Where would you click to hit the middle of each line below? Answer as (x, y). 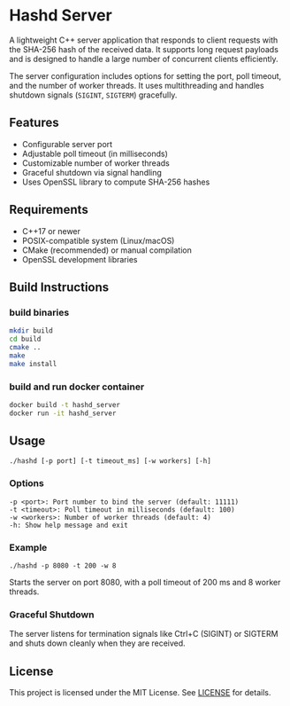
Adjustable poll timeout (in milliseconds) (95, 153)
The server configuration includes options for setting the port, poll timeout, (145, 75)
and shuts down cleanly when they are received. (97, 643)
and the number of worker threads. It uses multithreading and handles (137, 85)
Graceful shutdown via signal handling (92, 172)
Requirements (49, 210)
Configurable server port (67, 144)
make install (33, 364)
